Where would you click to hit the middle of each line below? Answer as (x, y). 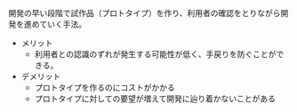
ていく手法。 (62, 24)
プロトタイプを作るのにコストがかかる (104, 88)
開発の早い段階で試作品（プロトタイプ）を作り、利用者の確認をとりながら (144, 13)
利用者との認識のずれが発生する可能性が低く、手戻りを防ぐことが (155, 54)
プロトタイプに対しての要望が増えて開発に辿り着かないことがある (155, 99)
